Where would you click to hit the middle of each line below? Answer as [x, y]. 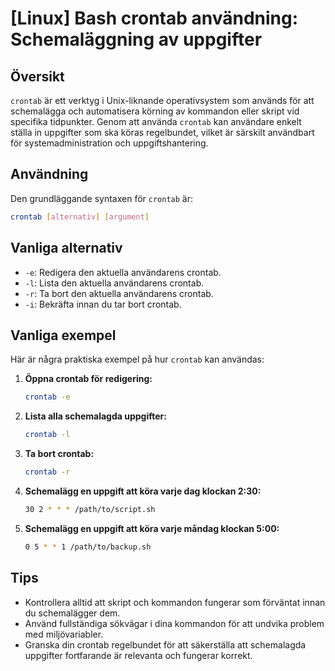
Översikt [37, 76]
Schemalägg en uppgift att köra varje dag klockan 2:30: [143, 491]
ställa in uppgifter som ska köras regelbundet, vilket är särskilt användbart [162, 132]
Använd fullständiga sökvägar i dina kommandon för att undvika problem [174, 623]
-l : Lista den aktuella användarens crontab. [114, 283]
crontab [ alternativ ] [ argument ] [80, 217]
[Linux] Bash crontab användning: [154, 18]
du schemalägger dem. [72, 613]
